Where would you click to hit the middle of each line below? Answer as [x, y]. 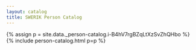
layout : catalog [27, 12]
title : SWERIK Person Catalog [44, 17]
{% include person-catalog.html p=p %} [56, 40]
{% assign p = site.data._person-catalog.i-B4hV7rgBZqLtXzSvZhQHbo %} [98, 34]
